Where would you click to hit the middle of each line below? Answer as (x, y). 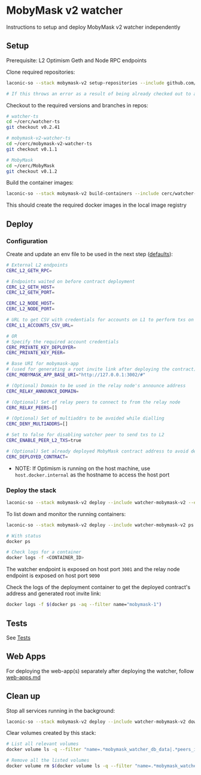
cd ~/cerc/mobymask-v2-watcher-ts (49, 144)
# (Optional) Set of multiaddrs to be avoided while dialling (85, 418)
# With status (24, 536)
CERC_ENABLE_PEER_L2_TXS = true (44, 441)
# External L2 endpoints (37, 265)
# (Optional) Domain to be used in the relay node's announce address (96, 385)
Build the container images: (40, 183)
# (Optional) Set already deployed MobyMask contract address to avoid (97, 451)
